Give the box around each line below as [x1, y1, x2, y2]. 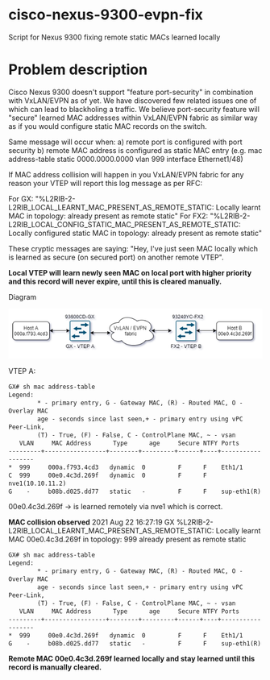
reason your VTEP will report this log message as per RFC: [8, 178, 203, 188]
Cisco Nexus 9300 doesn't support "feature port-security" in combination [8, 87, 254, 97]
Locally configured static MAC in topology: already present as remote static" [8, 228, 262, 238]
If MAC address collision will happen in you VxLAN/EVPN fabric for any [8, 169, 244, 179]
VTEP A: [8, 367, 36, 376]
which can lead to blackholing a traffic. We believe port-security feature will [8, 104, 260, 114]
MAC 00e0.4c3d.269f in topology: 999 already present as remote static [8, 534, 247, 545]
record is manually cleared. [8, 662, 102, 672]
